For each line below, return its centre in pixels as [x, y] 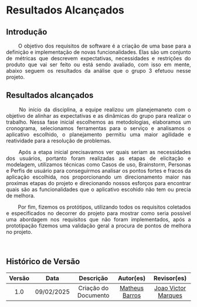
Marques [170, 295]
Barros [132, 295]
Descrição [94, 278]
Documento [93, 295]
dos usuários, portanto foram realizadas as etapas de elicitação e [98, 158]
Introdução [27, 32]
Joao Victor [170, 288]
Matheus [132, 288]
